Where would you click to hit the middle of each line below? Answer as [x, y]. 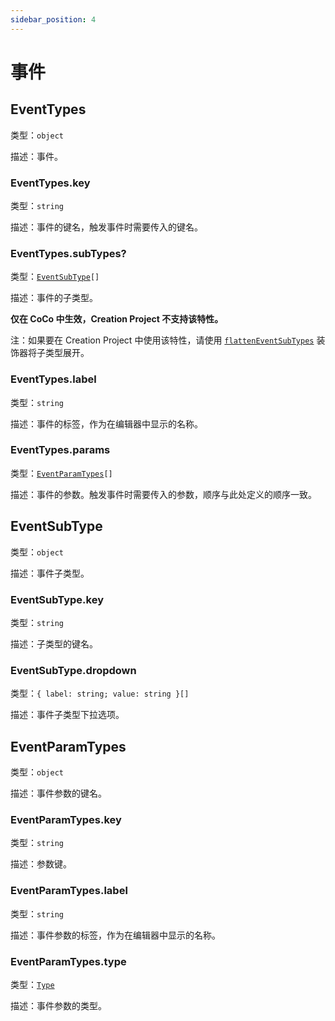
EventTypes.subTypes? [68, 253]
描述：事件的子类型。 [54, 298]
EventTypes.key [50, 183]
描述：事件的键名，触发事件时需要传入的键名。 [106, 227]
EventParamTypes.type [68, 961]
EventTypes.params [60, 450]
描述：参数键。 [41, 864]
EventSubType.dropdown [73, 670]
